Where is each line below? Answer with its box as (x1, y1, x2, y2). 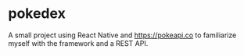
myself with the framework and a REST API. (8, 38, 149, 47)
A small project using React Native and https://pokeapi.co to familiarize (8, 30, 237, 40)
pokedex (8, 5, 66, 23)
